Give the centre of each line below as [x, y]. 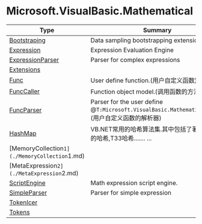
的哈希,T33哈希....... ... [121, 138]
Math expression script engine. [134, 183]
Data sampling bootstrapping [131, 40]
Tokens [20, 212]
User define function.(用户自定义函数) [144, 80]
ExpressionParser [34, 59]
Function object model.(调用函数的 [139, 91]
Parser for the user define [127, 101]
